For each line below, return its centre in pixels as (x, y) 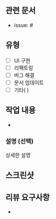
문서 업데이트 (29, 82)
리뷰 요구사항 (28, 197)
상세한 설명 (18, 155)
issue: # (23, 25)
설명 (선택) (20, 141)
